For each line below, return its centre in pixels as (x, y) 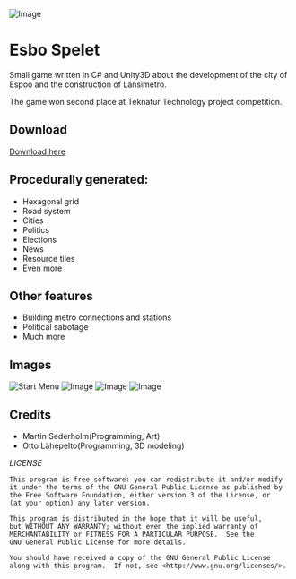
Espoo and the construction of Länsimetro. (88, 84)
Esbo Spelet (55, 50)
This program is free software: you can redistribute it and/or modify (146, 480)
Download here (37, 151)
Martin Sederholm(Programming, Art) (91, 436)
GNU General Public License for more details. (98, 542)
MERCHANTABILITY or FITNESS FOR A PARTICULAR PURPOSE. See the (132, 534)
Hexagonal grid (50, 201)
